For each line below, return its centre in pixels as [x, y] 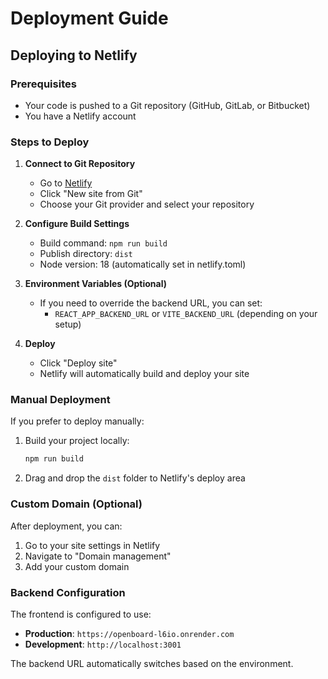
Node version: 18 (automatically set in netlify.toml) [143, 264]
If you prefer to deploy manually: [77, 421]
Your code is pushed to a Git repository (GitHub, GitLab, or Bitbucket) [167, 105]
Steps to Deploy [50, 142]
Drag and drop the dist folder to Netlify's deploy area [135, 478]
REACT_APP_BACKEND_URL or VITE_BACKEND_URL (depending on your [186, 314]
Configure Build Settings [77, 224]
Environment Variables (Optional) [96, 284]
